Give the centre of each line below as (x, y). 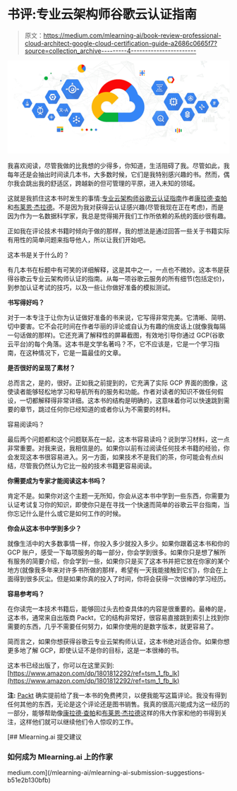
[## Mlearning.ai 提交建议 (45, 737)
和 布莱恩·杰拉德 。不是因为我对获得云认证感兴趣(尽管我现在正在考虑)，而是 (116, 207)
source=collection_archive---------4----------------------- (110, 51)
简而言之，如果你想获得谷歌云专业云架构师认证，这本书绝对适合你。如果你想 (119, 641)
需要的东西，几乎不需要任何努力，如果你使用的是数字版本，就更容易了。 (112, 626)
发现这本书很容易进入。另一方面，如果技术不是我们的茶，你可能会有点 (115, 457)
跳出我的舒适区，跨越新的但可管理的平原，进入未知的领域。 (112, 183)
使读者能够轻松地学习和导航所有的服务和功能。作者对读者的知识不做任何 (112, 391)
